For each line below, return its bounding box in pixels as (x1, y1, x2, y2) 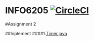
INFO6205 (5, 5, 48, 16)
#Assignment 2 (5, 21, 36, 27)
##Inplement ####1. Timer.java (5, 30, 67, 36)
